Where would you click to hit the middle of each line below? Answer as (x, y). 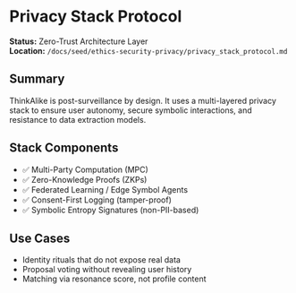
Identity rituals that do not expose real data (101, 260)
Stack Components (64, 148)
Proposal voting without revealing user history (107, 270)
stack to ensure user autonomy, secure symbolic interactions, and (131, 110)
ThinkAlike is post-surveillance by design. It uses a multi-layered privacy (143, 100)
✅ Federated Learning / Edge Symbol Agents (105, 189)
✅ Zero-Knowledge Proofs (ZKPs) (85, 179)
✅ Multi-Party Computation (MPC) (85, 169)
